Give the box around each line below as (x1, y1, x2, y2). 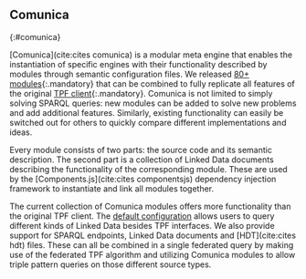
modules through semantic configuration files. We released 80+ (9, 68, 249, 79)
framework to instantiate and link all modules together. (9, 182, 215, 194)
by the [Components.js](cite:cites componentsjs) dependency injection (9, 173, 277, 184)
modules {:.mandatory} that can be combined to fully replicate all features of (9, 77, 295, 89)
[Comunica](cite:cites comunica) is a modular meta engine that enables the (9, 49, 293, 60)
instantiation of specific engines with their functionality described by (9, 58, 268, 69)
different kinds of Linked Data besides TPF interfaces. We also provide (9, 220, 276, 231)
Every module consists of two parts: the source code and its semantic (9, 144, 272, 155)
